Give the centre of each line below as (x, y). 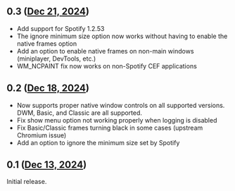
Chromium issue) (42, 135)
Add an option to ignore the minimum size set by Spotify (98, 142)
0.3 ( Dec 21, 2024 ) (48, 12)
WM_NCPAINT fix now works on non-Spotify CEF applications (107, 66)
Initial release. (27, 182)
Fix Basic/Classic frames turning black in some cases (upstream (110, 128)
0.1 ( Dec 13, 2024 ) (47, 165)
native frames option (47, 43)
